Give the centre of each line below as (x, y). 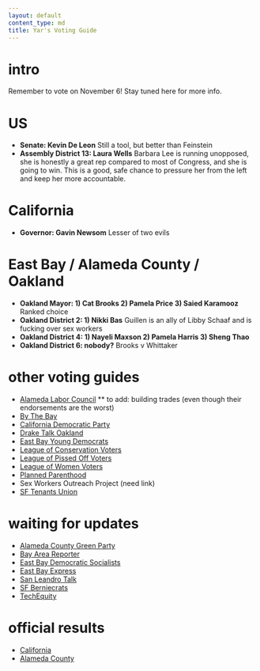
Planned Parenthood (53, 475)
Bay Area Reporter (50, 554)
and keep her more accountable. (73, 179)
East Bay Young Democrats (64, 442)
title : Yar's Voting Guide (53, 30)
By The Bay (38, 416)
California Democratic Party (65, 425)
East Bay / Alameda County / (104, 265)
